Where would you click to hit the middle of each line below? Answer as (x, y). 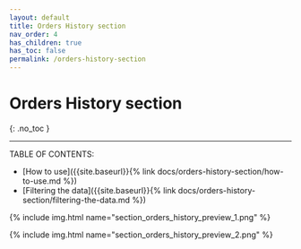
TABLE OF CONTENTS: (52, 154)
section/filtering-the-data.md (76, 200)
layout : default (39, 17)
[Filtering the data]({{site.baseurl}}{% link (99, 190)
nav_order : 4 (34, 34)
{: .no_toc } (30, 128)
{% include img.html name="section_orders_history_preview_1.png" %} (140, 217)
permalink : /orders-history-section (77, 59)
